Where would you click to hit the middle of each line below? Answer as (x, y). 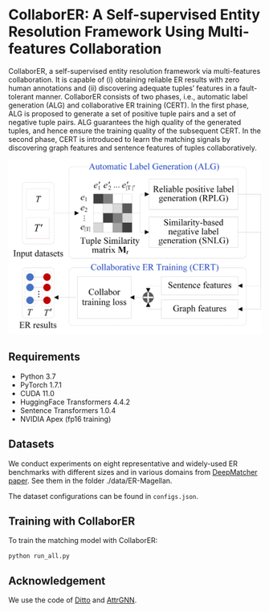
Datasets (31, 444)
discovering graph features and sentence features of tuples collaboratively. (132, 148)
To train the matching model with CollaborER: (83, 541)
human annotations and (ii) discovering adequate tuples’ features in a (123, 88)
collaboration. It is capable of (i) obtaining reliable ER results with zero (124, 79)
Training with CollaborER (71, 521)
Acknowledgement (57, 580)
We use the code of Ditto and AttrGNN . (73, 600)
